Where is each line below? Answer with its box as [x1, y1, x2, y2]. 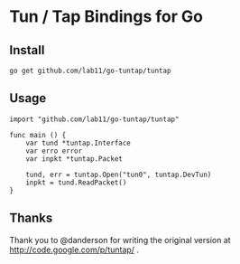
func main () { [9, 130, 67, 139]
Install [9, 42, 45, 58]
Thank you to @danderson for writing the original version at [9, 234, 232, 245]
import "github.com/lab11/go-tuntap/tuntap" [9, 115, 180, 124]
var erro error [25, 146, 83, 156]
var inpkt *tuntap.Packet [25, 154, 124, 164]
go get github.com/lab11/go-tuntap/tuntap [9, 66, 171, 75]
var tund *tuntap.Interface [25, 138, 131, 147]
